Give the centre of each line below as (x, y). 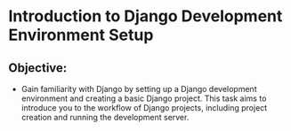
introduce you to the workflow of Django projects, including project (144, 108)
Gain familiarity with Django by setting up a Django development (139, 89)
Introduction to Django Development (145, 16)
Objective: (38, 68)
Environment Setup (81, 35)
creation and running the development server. (105, 117)
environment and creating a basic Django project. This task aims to (144, 98)
